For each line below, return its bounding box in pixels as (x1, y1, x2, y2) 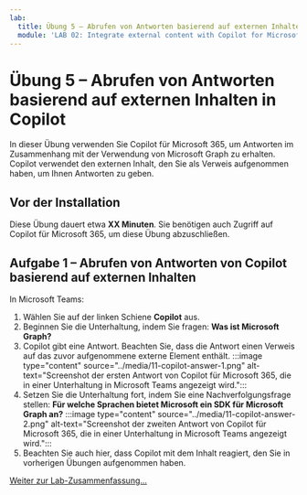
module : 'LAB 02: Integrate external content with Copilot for (17, 30, 263, 39)
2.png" (22, 418, 49, 429)
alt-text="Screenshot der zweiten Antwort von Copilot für (50, 418, 267, 429)
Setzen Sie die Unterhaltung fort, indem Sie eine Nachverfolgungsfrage (22, 389, 291, 400)
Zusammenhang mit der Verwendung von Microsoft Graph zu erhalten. (9, 148, 276, 160)
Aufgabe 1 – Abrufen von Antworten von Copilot (9, 255, 288, 271)
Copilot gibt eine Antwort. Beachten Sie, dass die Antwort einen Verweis (22, 340, 295, 351)
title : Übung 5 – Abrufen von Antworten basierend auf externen (17, 22, 268, 31)
